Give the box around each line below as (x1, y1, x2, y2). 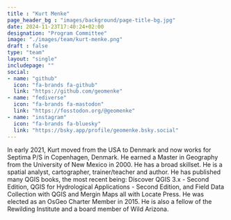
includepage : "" (7, 62, 54, 69)
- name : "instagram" (7, 113, 67, 120)
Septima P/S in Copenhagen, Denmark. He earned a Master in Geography (7, 153, 218, 162)
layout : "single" (7, 56, 58, 63)
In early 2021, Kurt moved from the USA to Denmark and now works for (7, 146, 212, 154)
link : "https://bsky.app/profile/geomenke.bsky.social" (13, 127, 179, 134)
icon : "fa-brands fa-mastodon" (13, 101, 104, 108)
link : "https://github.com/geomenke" (13, 88, 123, 95)
